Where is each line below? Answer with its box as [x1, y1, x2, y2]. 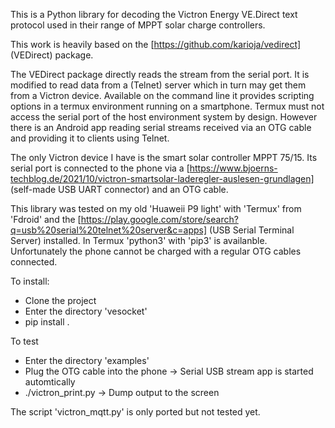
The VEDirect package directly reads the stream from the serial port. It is [10, 69, 310, 80]
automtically [24, 376, 76, 388]
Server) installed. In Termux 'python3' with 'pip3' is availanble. [10, 235, 268, 246]
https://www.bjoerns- [189, 162, 278, 174]
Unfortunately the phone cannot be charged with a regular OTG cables [10, 245, 302, 257]
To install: [10, 275, 50, 287]
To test [10, 335, 39, 347]
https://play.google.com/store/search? [80, 214, 239, 225]
